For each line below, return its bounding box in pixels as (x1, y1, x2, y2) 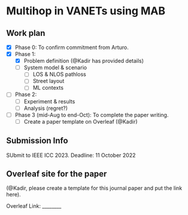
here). (6, 191, 21, 198)
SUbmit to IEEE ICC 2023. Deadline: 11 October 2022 (6, 151, 136, 159)
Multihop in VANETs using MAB (6, 4, 166, 18)
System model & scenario (23, 64, 87, 71)
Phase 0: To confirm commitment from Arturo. (14, 44, 129, 51)
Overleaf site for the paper (6, 168, 107, 179)
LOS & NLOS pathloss (32, 70, 87, 78)
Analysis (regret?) (23, 105, 68, 112)
